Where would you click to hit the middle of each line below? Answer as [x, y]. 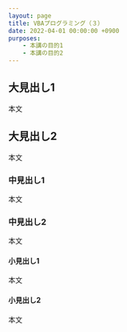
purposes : [25, 38]
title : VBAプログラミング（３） [56, 23]
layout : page [30, 16]
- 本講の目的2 [43, 53]
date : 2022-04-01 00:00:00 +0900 [64, 31]
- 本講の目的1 [43, 46]
